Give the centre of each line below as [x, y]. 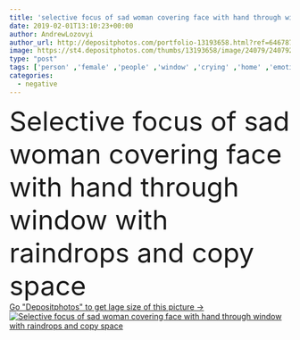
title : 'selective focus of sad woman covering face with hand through [145, 17]
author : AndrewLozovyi [51, 34]
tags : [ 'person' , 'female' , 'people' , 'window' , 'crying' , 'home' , [139, 68]
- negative [37, 84]
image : [21, 51]
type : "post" [33, 59]
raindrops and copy [132, 253]
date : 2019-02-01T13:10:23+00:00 [71, 26]
